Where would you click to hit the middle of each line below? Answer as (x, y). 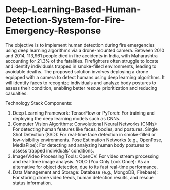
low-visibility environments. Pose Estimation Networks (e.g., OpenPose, (88, 140)
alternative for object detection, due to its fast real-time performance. (85, 167)
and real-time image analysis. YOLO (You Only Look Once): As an (81, 161)
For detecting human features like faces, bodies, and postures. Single (85, 129)
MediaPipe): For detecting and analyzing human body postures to (81, 145)
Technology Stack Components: (39, 103)
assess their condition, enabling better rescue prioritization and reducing (81, 88)
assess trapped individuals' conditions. (54, 150)
